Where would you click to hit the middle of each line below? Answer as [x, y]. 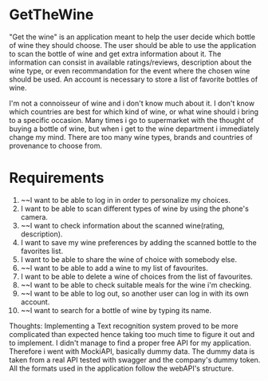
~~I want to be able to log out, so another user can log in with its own [135, 293]
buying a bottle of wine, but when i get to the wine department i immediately [134, 129]
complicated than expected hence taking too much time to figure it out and [132, 334]
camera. [34, 216]
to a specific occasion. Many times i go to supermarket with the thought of [132, 120]
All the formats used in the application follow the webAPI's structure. [122, 368]
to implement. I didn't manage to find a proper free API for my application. [130, 343]
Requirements [57, 178]
